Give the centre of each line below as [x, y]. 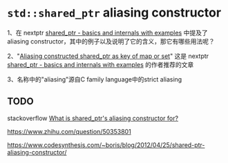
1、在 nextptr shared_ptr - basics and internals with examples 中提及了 [108, 32]
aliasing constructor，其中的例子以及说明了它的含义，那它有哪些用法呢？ [111, 41]
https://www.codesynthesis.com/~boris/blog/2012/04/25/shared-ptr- [106, 145]
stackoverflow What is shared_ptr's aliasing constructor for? [93, 118]
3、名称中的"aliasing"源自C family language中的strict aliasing [95, 79]
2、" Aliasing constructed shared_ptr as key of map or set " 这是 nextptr [108, 56]
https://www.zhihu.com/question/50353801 [69, 131]
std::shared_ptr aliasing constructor [114, 13]
